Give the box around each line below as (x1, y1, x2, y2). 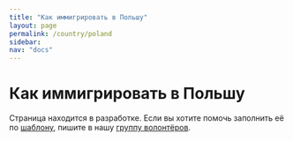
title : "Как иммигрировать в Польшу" (9, 12, 148, 22)
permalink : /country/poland (9, 29, 113, 38)
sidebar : (9, 37, 41, 47)
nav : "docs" (9, 46, 53, 55)
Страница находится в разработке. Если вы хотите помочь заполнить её (9, 113, 284, 123)
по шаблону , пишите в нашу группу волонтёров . (9, 122, 192, 133)
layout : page (9, 21, 57, 30)
